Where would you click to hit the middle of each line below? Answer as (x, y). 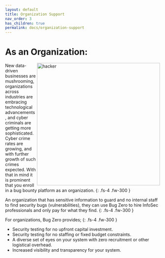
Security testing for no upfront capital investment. (62, 229)
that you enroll (20, 185)
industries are (19, 97)
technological (19, 107)
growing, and (18, 149)
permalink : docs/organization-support (45, 28)
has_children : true (25, 23)
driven (12, 71)
